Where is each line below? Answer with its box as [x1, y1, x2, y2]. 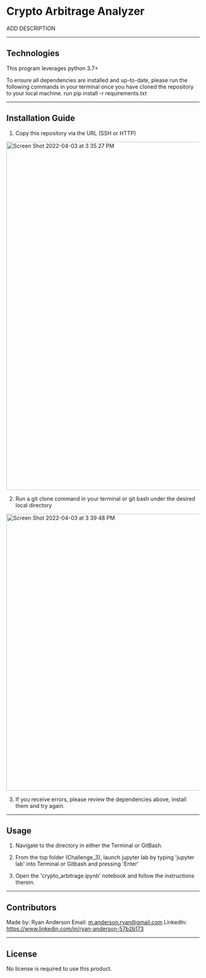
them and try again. [15, 802, 65, 809]
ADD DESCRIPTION [6, 25, 56, 32]
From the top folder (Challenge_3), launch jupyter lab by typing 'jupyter [15, 854, 195, 861]
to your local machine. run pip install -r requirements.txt [6, 89, 147, 96]
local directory [15, 501, 52, 509]
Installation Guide [6, 113, 75, 123]
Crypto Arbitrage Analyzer [6, 4, 145, 18]
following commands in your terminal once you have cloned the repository [6, 83, 194, 90]
